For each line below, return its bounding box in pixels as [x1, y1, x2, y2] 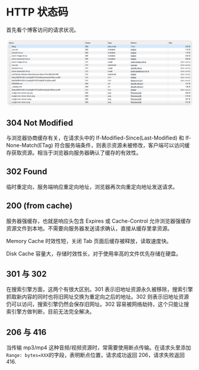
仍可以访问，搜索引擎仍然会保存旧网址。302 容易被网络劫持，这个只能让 [6, 301, 184, 308]
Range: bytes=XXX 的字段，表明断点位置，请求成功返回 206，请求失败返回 [6, 352, 185, 359]
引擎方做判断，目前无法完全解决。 [11, 308, 95, 315]
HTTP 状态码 [6, 5, 69, 19]
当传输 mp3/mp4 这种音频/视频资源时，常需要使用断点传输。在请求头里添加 [6, 344, 191, 351]
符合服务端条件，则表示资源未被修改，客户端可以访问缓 [54, 142, 190, 149]
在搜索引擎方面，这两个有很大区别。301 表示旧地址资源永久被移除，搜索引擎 [6, 286, 194, 293]
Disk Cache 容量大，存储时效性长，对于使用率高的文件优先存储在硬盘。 [6, 250, 181, 257]
